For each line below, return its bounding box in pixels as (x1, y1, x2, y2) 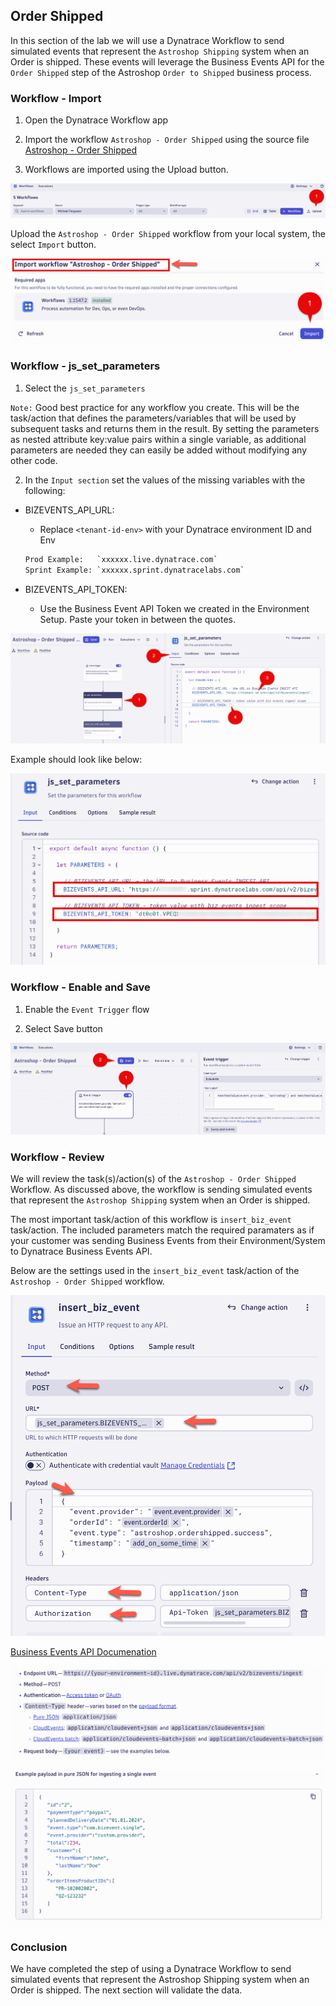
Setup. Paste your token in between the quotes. (39, 613, 237, 625)
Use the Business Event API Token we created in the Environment (39, 602, 310, 614)
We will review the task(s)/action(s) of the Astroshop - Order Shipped (10, 1173, 297, 1185)
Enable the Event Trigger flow (24, 1003, 150, 1015)
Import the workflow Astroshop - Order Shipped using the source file (24, 134, 310, 146)
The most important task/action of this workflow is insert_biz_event (10, 1214, 292, 1226)
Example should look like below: (10, 754, 143, 766)
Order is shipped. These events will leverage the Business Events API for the (10, 55, 325, 68)
